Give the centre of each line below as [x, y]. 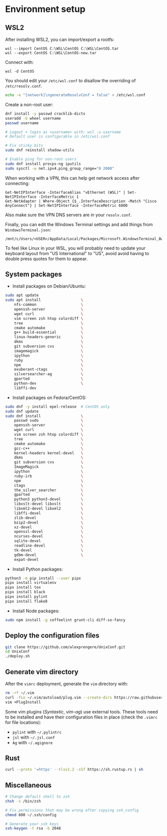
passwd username [22, 123]
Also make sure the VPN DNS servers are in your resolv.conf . [69, 215]
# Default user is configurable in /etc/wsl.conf [58, 137]
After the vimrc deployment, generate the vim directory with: [67, 684]
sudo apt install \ [44, 300]
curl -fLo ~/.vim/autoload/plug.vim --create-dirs [59, 697]
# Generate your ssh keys [32, 824]
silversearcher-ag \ [49, 374]
